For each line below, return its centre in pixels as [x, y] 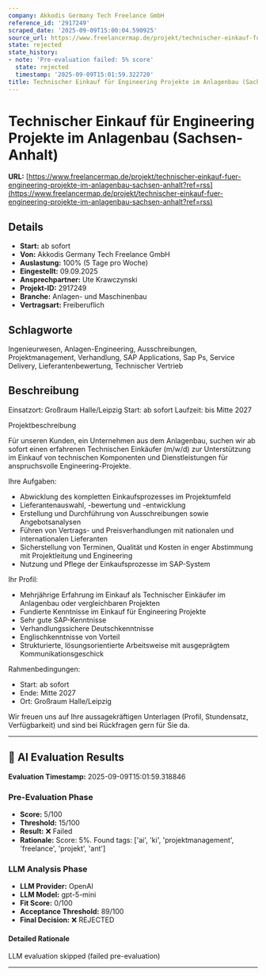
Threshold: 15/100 [50, 822]
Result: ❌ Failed [46, 831]
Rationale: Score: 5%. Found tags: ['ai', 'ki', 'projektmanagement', [127, 840]
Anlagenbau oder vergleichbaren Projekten [90, 603]
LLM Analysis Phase [48, 869]
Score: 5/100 [41, 814]
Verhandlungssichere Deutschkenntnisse [87, 628]
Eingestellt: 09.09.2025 [59, 271]
